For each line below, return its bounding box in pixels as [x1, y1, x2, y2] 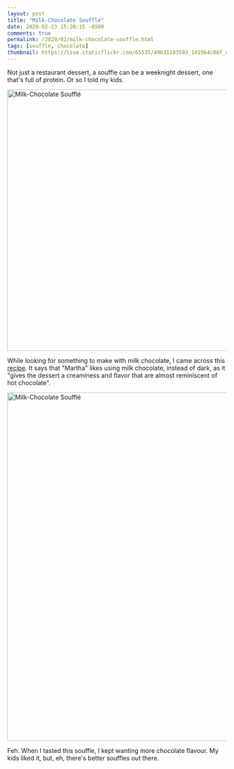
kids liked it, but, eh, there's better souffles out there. [7, 754, 159, 762]
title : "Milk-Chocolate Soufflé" [7, 17, 104, 24]
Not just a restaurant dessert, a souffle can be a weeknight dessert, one [7, 68, 214, 77]
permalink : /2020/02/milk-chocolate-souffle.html [7, 36, 155, 43]
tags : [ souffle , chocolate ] [7, 42, 89, 49]
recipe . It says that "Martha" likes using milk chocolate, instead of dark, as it [7, 364, 226, 372]
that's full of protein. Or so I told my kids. [7, 75, 124, 84]
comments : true [7, 29, 52, 37]
